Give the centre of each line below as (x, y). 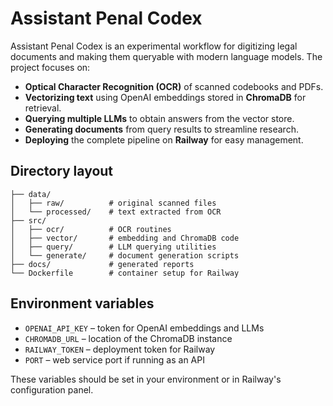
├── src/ (28, 220)
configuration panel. (52, 389)
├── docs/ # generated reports (102, 264)
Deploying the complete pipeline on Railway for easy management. (164, 139)
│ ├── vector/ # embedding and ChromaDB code (125, 238)
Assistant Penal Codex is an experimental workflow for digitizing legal (154, 46)
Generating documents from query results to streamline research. (161, 129)
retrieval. (43, 108)
